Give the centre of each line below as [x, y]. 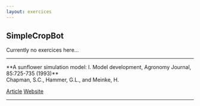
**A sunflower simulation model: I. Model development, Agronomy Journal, [99, 67]
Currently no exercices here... [43, 50]
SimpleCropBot [35, 36]
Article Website [25, 91]
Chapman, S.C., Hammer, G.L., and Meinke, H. [62, 80]
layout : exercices [29, 12]
